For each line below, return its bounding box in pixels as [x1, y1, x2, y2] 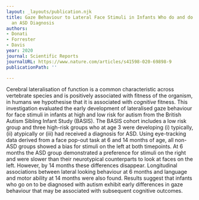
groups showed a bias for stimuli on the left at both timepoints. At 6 [18, 143, 184, 150]
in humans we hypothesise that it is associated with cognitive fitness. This [6, 99, 188, 106]
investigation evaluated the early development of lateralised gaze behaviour [6, 105, 192, 112]
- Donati [6, 31, 28, 37]
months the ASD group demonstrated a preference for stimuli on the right [6, 149, 186, 156]
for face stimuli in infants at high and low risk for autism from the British [6, 111, 182, 118]
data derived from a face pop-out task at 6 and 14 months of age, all [6, 137, 174, 144]
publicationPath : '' [6, 64, 58, 70]
